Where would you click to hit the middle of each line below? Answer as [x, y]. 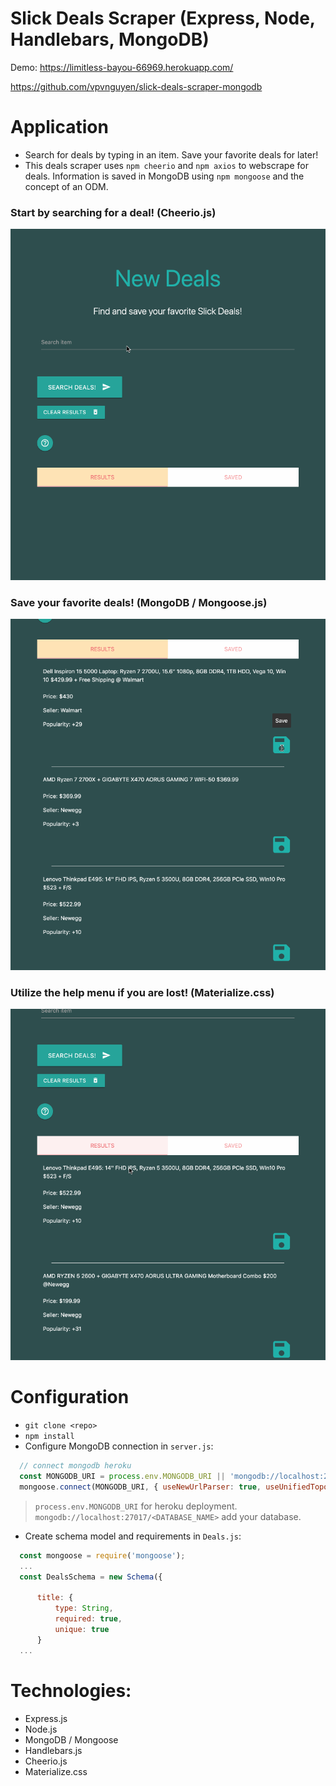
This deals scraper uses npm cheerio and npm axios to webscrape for [166, 165]
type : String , [84, 1608]
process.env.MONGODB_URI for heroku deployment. [136, 1506]
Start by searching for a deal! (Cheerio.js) [113, 212]
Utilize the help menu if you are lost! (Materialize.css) [142, 993]
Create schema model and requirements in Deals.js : [133, 1536]
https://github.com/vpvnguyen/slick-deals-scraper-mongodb [136, 86]
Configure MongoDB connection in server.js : [119, 1446]
